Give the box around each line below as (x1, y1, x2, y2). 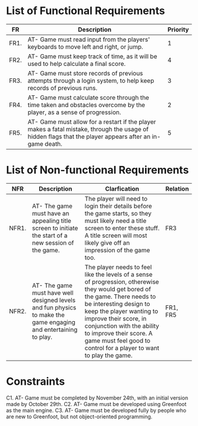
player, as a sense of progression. (27, 108, 121, 116)
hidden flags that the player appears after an (27, 132, 151, 141)
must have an (32, 209, 70, 217)
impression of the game (84, 246, 150, 254)
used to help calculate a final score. (27, 59, 126, 68)
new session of (32, 238, 74, 247)
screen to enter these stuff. (84, 224, 160, 232)
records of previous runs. (27, 84, 98, 92)
